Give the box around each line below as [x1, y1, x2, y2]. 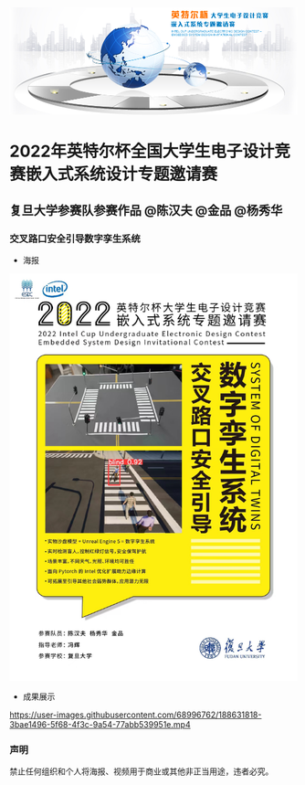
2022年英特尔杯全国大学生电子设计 [9, 141, 275, 162]
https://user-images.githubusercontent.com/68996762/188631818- [9, 709, 262, 720]
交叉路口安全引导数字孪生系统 [9, 232, 142, 245]
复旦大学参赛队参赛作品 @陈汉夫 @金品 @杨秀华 [9, 203, 283, 218]
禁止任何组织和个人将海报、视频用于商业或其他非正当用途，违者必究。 [9, 766, 274, 777]
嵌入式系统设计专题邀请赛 [26, 164, 218, 185]
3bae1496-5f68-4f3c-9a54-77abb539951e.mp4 [9, 718, 191, 729]
